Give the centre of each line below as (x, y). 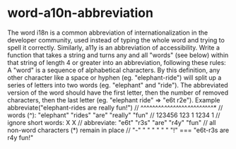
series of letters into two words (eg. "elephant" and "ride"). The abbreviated (118, 85)
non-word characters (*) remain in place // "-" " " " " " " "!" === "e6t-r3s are (118, 130)
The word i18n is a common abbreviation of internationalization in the (108, 32)
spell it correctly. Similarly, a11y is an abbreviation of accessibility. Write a (114, 47)
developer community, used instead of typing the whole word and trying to (116, 40)
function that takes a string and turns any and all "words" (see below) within (118, 55)
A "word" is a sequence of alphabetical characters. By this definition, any (114, 70)
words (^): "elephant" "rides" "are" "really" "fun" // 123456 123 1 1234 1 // (114, 115)
